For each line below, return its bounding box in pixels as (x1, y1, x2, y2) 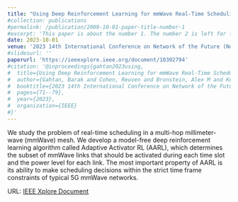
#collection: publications (7, 17, 87, 24)
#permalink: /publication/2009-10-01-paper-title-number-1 (7, 23, 186, 30)
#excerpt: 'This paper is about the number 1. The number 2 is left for (7, 30, 227, 37)
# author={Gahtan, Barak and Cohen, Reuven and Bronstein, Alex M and (7, 76, 223, 83)
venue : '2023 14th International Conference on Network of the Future (7, 43, 220, 50)
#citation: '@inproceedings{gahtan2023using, (7, 63, 144, 70)
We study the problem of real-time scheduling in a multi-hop (7, 128, 184, 136)
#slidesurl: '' (7, 50, 52, 57)
